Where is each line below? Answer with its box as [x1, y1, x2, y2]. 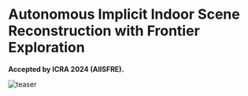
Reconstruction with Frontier [8, 22, 201, 40]
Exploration [8, 39, 85, 56]
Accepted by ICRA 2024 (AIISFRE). [8, 64, 124, 73]
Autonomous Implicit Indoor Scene [8, 5, 240, 23]
